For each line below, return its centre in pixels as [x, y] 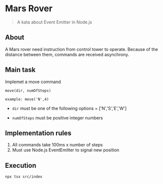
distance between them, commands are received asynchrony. [67, 54]
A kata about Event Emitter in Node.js [54, 22]
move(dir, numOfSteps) [28, 91]
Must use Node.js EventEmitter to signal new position [66, 150]
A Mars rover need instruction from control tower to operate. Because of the [81, 49]
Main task [20, 70]
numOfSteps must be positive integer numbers [58, 117]
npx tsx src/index [24, 177]
